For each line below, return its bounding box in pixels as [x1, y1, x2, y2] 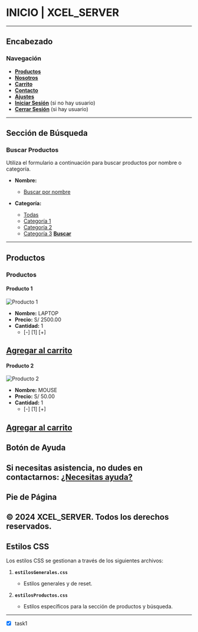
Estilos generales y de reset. [23, 580, 93, 587]
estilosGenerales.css [14, 570, 68, 576]
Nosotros [14, 74, 38, 81]
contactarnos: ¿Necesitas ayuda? [6, 472, 133, 482]
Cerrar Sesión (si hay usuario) [14, 105, 88, 112]
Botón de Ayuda [6, 443, 66, 453]
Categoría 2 [23, 224, 52, 231]
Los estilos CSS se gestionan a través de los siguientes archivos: [6, 557, 164, 564]
